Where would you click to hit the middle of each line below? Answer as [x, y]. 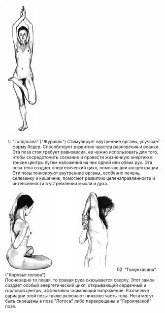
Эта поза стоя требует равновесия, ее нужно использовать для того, [85, 152]
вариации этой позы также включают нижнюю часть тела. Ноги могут [80, 296]
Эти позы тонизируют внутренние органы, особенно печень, [77, 173]
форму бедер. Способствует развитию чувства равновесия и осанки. [86, 147]
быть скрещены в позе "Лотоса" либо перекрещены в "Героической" [78, 301]
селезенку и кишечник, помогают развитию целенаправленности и [83, 178]
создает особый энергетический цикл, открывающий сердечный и [76, 285]
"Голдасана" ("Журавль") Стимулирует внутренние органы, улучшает [86, 141]
